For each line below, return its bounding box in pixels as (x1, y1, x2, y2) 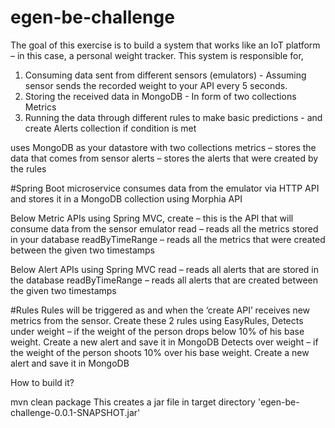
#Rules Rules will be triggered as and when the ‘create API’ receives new (10, 304, 311, 316)
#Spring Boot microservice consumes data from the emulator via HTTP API (10, 182, 320, 194)
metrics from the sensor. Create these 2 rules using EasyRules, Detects (10, 314, 304, 326)
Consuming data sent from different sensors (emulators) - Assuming (24, 69, 307, 81)
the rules (10, 162, 47, 175)
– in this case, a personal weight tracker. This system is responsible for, (10, 49, 304, 61)
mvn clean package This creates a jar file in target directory (10, 396, 256, 408)
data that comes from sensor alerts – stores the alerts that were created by (10, 152, 319, 164)
